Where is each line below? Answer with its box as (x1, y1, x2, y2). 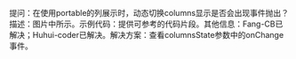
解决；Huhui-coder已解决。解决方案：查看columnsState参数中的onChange (9, 30, 284, 40)
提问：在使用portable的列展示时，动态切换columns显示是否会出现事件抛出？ (9, 8, 290, 18)
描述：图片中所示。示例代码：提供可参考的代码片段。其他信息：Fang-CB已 (9, 18, 284, 29)
